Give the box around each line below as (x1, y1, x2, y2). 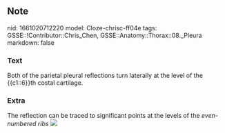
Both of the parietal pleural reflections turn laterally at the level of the (7, 72, 204, 80)
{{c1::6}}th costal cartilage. (7, 79, 84, 87)
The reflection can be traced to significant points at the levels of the (7, 112, 200, 120)
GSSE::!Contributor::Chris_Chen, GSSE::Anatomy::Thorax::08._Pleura (7, 31, 202, 39)
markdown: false (7, 38, 55, 47)
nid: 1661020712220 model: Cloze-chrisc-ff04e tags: (7, 23, 157, 32)
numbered (7, 120, 37, 128)
